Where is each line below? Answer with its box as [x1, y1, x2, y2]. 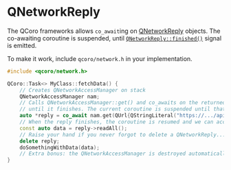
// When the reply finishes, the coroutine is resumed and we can [19, 119, 214, 125]
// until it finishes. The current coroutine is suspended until [19, 106, 211, 113]
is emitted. [7, 41, 37, 49]
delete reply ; [19, 138, 60, 145]
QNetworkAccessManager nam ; [19, 93, 100, 100]
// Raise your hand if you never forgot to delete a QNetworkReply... [19, 131, 226, 138]
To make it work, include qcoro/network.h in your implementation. [7, 54, 192, 62]
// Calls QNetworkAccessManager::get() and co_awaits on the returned [19, 99, 226, 106]
